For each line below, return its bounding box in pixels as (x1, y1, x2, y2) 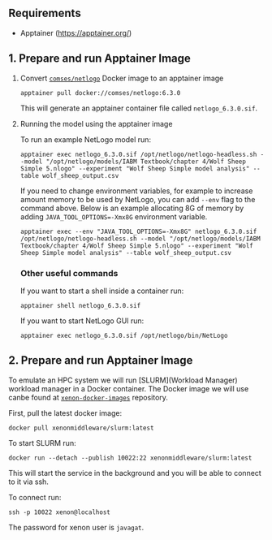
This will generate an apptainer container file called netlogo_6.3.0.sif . (19, 103, 258, 113)
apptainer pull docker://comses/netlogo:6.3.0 (19, 89, 181, 97)
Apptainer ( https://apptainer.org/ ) (19, 28, 132, 37)
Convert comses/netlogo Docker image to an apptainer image (19, 73, 224, 83)
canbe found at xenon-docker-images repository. (8, 392, 169, 402)
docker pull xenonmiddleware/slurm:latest (8, 424, 154, 432)
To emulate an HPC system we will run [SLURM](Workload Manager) (8, 375, 238, 385)
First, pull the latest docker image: (8, 408, 123, 417)
